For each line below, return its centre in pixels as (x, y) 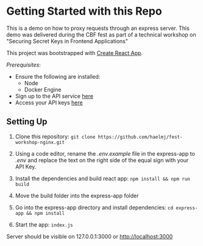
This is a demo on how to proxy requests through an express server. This (98, 28)
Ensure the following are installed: (58, 76)
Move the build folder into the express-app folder (77, 195)
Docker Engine (43, 89)
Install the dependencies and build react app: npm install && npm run (103, 178)
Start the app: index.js (44, 225)
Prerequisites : (24, 65)
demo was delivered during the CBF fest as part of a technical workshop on (101, 34)
